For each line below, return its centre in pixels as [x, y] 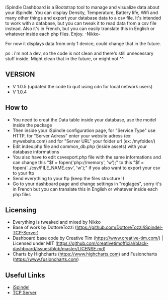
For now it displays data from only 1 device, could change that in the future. [83, 44]
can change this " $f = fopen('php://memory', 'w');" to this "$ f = [78, 162]
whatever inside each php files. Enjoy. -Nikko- [53, 34]
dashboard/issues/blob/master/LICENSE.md [58, 249]
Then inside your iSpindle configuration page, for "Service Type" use [84, 130]
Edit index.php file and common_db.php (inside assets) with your [80, 146]
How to [17, 108]
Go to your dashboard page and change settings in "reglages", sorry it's [87, 184]
